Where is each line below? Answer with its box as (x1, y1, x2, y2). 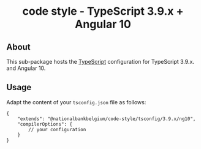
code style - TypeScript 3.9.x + (22, 4, 184, 18)
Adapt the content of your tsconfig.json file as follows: (6, 98, 146, 105)
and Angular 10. (6, 64, 46, 72)
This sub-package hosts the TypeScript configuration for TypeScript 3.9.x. (6, 58, 195, 65)
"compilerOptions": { (17, 121, 72, 127)
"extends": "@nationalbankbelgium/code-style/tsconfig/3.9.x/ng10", (17, 115, 196, 122)
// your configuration (28, 126, 86, 132)
